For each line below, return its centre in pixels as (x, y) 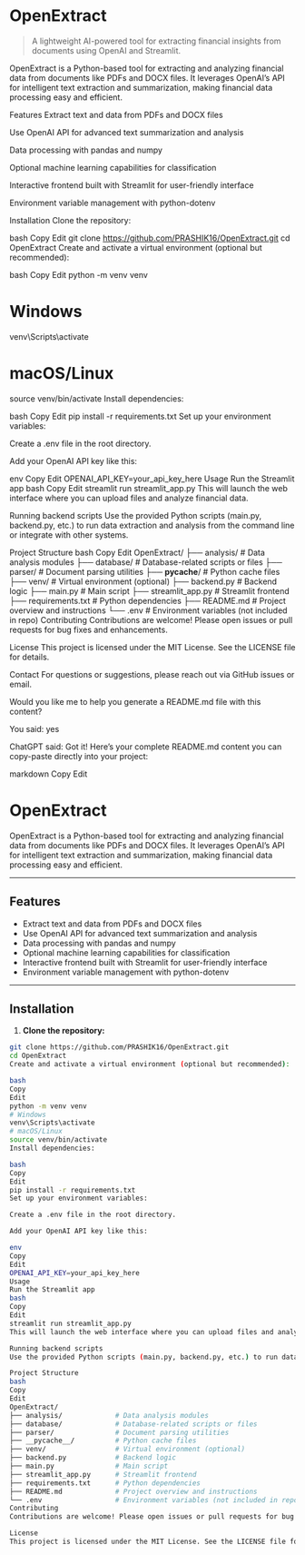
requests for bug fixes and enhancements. (89, 629)
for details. (30, 657)
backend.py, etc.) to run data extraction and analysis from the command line (152, 525)
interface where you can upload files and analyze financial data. (129, 498)
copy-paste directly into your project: (79, 756)
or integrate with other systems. (69, 535)
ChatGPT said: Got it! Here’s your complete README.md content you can (146, 747)
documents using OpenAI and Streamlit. (106, 50)
